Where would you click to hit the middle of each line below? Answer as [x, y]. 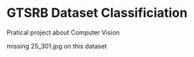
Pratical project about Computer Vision [63, 32]
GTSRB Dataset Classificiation [97, 13]
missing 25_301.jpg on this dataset [57, 46]
